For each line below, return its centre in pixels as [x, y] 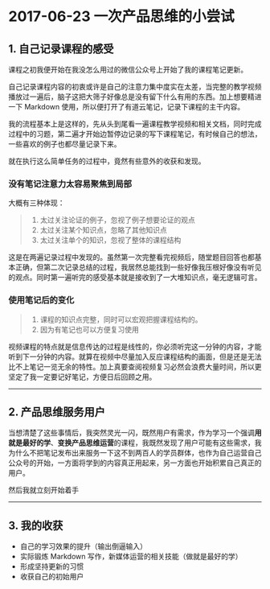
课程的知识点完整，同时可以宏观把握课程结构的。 [121, 319]
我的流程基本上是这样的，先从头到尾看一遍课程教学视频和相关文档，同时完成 [135, 124]
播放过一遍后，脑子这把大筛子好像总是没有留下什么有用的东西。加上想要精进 [135, 97]
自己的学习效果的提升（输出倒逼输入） [83, 546]
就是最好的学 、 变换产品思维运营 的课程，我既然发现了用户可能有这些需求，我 [135, 443]
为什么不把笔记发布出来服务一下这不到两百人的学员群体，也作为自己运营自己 [135, 453]
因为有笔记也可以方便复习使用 [89, 329]
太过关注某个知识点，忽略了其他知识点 [103, 230]
